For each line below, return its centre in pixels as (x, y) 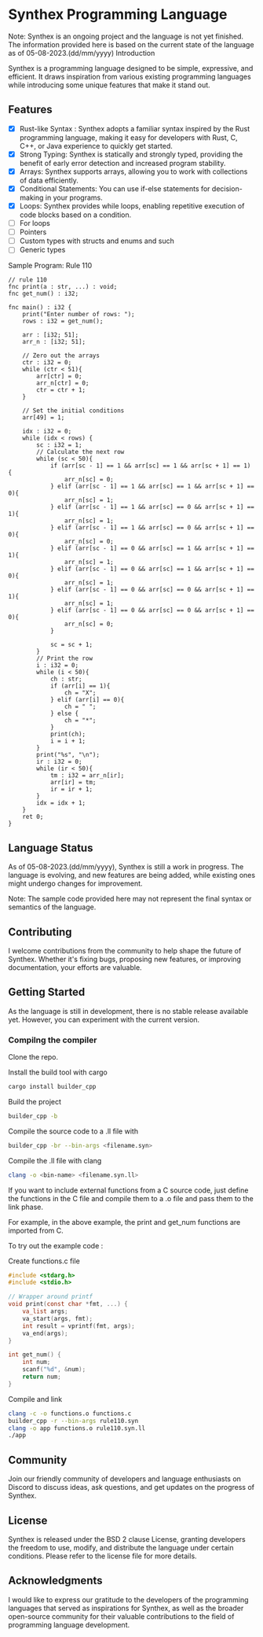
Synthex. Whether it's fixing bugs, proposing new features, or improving (125, 959)
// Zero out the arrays (61, 356)
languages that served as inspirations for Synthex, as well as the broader (126, 1608)
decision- (227, 188)
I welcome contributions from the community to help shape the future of (125, 950)
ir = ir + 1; (71, 789)
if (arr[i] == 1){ (80, 686)
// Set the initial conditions (73, 411)
